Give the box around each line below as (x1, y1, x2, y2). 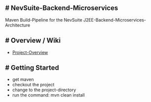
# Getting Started (5, 64, 59, 72)
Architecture (5, 22, 30, 28)
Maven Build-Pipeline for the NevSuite (5, 17, 83, 23)
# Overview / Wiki (5, 36, 61, 45)
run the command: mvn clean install (12, 92, 85, 98)
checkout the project (12, 82, 55, 88)
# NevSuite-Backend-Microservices (5, 4, 119, 12)
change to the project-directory (12, 87, 76, 93)
